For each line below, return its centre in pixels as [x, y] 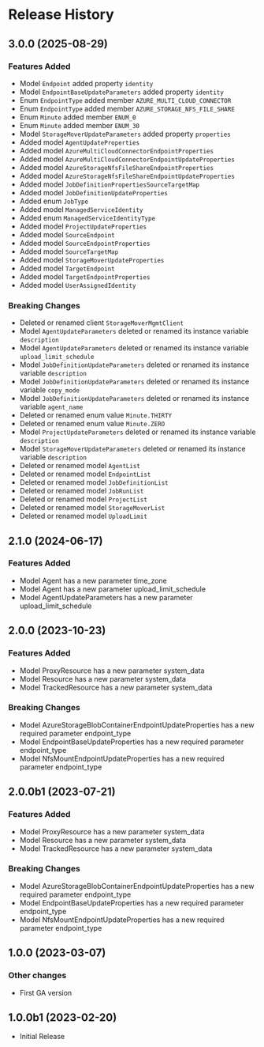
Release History [61, 15]
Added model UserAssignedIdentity [78, 285]
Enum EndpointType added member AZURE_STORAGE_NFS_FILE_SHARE [127, 108]
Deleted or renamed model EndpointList [85, 474]
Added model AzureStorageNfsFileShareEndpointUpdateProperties [127, 176]
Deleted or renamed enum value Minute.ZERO [92, 424]
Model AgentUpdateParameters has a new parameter [106, 597]
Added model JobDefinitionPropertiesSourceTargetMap [110, 184]
